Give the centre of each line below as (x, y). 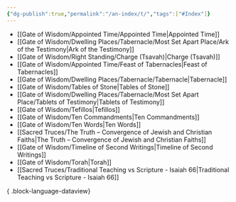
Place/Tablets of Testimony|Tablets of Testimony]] (91, 102)
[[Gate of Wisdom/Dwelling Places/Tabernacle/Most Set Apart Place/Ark (123, 41)
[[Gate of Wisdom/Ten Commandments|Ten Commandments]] (108, 117)
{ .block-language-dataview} (49, 191)
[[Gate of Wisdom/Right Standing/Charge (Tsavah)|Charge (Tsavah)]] (119, 57)
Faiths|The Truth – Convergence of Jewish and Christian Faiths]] (112, 140)
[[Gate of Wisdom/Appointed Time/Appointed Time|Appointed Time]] (118, 34)
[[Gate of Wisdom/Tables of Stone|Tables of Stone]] (93, 86)
